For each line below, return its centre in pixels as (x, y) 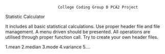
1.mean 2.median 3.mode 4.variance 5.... (48, 47)
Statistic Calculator (25, 17)
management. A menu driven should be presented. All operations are (78, 32)
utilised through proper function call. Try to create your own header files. (82, 37)
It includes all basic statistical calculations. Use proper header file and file (83, 26)
